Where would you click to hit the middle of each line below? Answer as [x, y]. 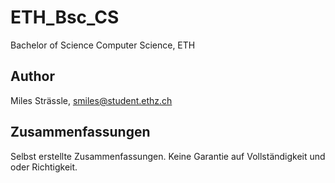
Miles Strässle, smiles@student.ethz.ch [91, 100]
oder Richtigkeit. [44, 167]
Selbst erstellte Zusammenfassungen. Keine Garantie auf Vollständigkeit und [168, 156]
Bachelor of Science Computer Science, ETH [103, 45]
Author [32, 76]
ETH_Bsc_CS [65, 17]
